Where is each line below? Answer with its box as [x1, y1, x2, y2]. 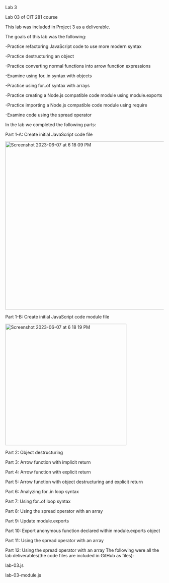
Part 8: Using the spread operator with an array [5, 508, 103, 514]
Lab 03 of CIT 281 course [5, 14, 58, 20]
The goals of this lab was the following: [5, 34, 87, 39]
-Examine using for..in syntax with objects [5, 73, 92, 79]
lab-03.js [5, 562, 24, 568]
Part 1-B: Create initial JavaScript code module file [5, 314, 110, 320]
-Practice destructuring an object [5, 53, 74, 59]
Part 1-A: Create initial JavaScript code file [5, 131, 93, 137]
